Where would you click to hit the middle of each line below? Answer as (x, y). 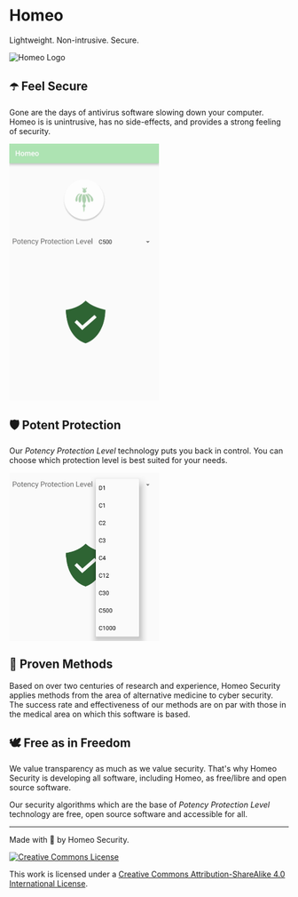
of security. (30, 131)
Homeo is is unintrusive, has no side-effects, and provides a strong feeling (145, 122)
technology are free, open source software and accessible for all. (129, 814)
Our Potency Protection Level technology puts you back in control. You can (146, 451)
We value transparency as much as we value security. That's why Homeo (143, 769)
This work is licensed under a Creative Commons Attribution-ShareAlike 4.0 (147, 874)
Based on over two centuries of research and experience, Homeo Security (145, 685)
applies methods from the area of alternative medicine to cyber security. (141, 695)
